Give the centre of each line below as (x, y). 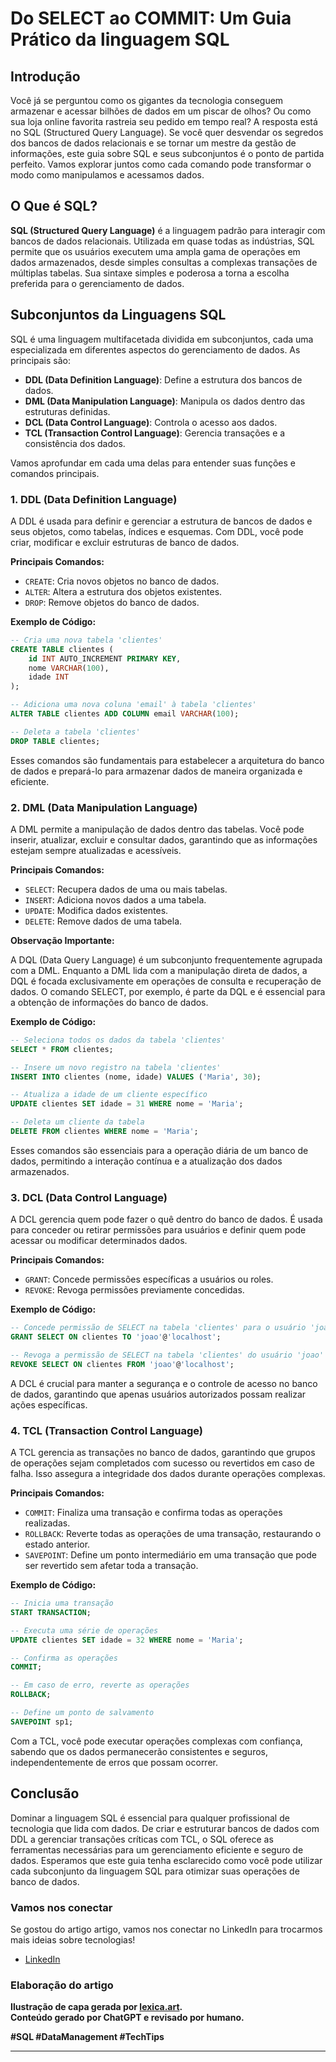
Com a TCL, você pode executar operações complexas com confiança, (156, 1741)
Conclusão (45, 1793)
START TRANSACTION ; (51, 1612)
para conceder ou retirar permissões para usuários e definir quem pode (158, 1230)
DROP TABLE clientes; (55, 741)
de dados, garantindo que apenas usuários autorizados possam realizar (158, 1394)
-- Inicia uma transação (62, 1603)
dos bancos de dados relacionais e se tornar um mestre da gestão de (153, 143)
